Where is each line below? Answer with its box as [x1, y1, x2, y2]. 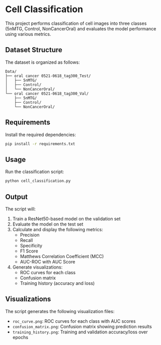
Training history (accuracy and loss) [20, 280, 95, 286]
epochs [12, 334, 29, 340]
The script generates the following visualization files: [5, 308, 115, 314]
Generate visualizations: [12, 264, 63, 270]
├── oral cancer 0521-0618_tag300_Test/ [5, 73, 92, 78]
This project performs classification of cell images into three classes [5, 20, 147, 26]
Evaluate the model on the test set [12, 221, 84, 227]
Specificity [20, 242, 43, 248]
